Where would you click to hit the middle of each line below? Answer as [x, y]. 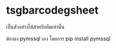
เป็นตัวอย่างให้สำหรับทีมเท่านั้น [35, 27]
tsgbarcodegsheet [52, 10]
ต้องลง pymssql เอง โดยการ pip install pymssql [58, 39]
